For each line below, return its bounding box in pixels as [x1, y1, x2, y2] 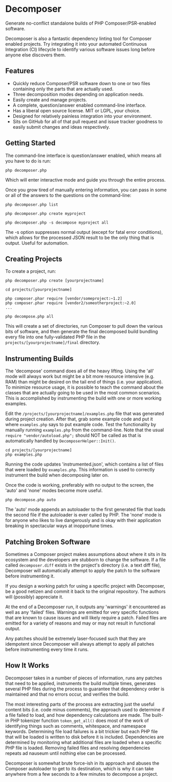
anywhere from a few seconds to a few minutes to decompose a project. [5, 771, 159, 777]
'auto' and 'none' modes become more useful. [5, 488, 103, 494]
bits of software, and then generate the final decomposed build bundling [5, 329, 158, 335]
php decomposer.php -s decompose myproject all [5, 220, 109, 225]
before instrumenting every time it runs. [5, 647, 89, 652]
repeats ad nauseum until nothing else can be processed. [5, 750, 126, 756]
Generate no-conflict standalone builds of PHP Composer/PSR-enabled [5, 20, 156, 26]
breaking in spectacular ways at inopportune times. [5, 523, 114, 529]
